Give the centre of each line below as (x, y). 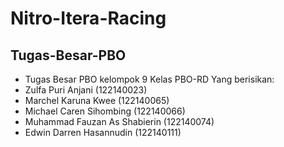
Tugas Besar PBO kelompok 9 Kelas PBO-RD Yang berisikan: (149, 79)
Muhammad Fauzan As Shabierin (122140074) (119, 121)
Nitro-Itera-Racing (88, 18)
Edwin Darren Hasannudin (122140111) (103, 132)
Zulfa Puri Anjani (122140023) (86, 90)
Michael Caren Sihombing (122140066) (105, 111)
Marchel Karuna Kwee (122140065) (97, 100)
